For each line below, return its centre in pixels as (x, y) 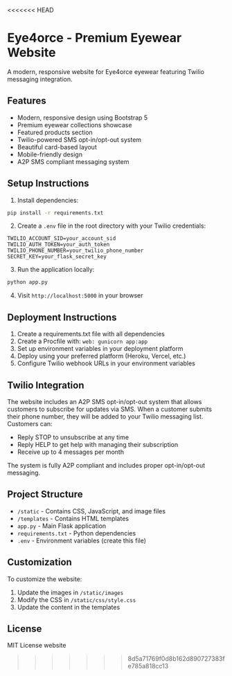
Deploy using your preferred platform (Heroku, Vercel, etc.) (101, 356)
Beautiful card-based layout (57, 147)
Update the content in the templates (69, 607)
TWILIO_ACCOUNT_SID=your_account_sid (62, 239)
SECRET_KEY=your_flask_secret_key (57, 257)
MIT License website (37, 646)
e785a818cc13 (148, 666)
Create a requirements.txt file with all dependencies (91, 334)
